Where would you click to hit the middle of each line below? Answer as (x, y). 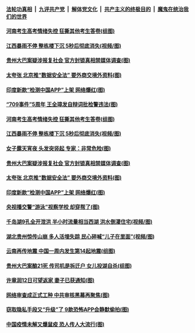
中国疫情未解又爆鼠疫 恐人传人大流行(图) (55, 324)
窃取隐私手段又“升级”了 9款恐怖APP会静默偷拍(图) (68, 310)
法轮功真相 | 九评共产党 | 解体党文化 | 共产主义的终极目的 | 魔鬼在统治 (95, 9)
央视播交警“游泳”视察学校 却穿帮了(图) (53, 207)
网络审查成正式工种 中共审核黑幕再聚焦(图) (58, 295)
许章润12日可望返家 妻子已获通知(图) (50, 280)
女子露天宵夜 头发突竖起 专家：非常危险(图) (58, 148)
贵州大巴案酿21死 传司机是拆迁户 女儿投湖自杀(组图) (69, 265)
